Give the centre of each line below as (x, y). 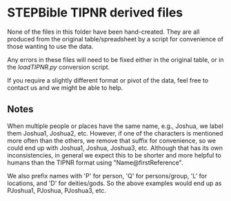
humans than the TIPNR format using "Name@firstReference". (95, 162)
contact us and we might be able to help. (65, 87)
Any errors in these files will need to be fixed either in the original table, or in (115, 59)
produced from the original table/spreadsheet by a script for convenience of (115, 39)
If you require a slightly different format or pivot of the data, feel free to (108, 80)
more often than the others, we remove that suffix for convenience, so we (111, 140)
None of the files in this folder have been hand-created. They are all (103, 32)
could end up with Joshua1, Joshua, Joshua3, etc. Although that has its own (115, 148)
